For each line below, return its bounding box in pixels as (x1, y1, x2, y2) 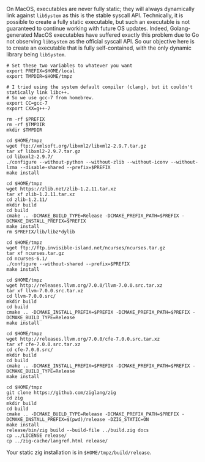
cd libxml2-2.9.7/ (6, 154, 53, 160)
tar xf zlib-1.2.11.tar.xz (6, 191, 75, 197)
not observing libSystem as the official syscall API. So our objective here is (6, 38, 195, 45)
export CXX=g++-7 (6, 105, 51, 112)
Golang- (170, 25, 191, 32)
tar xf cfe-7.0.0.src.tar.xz (6, 341, 81, 347)
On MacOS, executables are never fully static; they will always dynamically (6, 6, 195, 12)
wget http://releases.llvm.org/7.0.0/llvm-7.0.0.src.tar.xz (6, 282, 163, 289)
